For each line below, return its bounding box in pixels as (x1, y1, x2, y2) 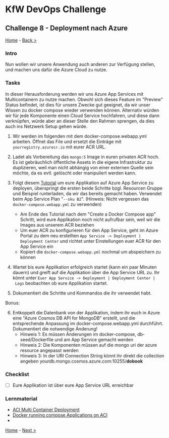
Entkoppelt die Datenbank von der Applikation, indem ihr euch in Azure (12, 309, 160, 315)
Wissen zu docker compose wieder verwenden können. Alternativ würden (5, 107, 159, 113)
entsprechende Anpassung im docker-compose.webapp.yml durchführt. (12, 320, 163, 326)
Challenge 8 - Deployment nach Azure (5, 24, 128, 32)
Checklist (5, 371, 29, 378)
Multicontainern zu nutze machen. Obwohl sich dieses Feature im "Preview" (5, 96, 163, 102)
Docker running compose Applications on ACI (12, 412, 107, 418)
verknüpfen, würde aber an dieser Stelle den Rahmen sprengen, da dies (5, 118, 155, 124)
